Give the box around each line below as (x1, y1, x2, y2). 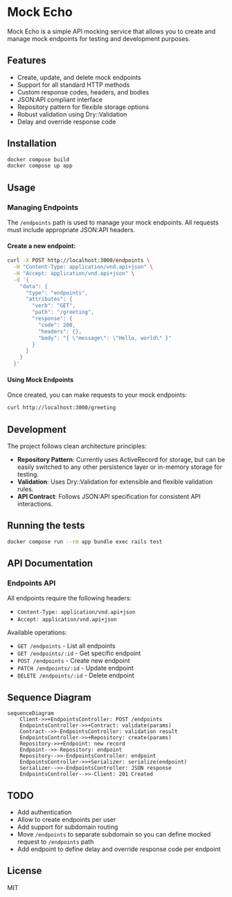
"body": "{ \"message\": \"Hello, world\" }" (37, 334, 172, 341)
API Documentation (7, 557, 93, 570)
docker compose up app (7, 163, 73, 170)
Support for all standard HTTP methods (17, 81, 130, 89)
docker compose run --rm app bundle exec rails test (7, 538, 163, 545)
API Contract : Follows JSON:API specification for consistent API (17, 492, 201, 500)
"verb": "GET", (32, 302, 76, 309)
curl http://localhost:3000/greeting (7, 404, 116, 411)
